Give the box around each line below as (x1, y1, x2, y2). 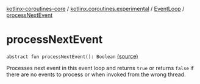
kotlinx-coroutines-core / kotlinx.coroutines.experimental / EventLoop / (6, 5, 185, 12)
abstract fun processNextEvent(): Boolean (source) (6, 53, 138, 60)
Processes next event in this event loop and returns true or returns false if (6, 64, 194, 71)
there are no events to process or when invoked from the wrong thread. (6, 71, 186, 78)
